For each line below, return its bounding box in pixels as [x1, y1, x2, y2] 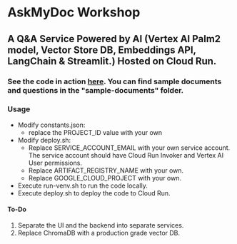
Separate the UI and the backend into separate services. [17, 221, 184, 229]
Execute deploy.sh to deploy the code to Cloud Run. [17, 188, 171, 197]
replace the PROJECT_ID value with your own [28, 128, 163, 136]
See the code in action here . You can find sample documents [7, 76, 222, 86]
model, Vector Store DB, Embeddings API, [7, 44, 196, 56]
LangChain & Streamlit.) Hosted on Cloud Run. [7, 55, 217, 67]
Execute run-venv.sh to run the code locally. [17, 181, 148, 190]
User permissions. [28, 158, 82, 167]
